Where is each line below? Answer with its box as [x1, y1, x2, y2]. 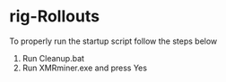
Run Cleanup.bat [22, 53, 85, 63]
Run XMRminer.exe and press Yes [22, 62, 148, 73]
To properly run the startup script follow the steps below [9, 36, 218, 46]
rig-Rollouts [9, 6, 100, 27]
